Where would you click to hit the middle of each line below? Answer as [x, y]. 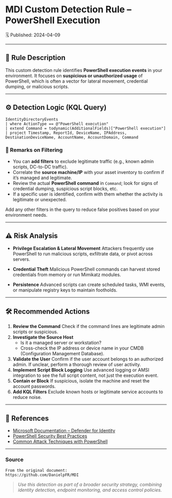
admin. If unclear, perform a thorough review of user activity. [77, 365]
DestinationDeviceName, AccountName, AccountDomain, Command [72, 137]
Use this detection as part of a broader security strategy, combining [90, 484]
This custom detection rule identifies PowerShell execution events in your [84, 70]
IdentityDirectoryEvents [32, 119]
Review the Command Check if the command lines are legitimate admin [89, 327]
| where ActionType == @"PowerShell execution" [57, 124]
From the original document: [36, 470]
